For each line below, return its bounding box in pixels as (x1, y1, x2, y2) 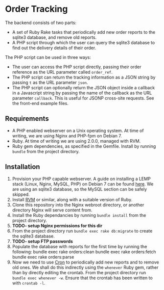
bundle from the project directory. (12, 148, 80, 154)
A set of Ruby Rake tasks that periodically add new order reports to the (12, 29, 156, 35)
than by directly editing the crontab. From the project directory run (12, 269, 146, 275)
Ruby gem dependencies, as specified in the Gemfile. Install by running (12, 143, 156, 149)
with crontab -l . (12, 280, 46, 286)
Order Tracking (5, 3, 68, 15)
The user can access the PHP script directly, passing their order (12, 64, 141, 70)
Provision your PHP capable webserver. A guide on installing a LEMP (12, 176, 151, 182)
